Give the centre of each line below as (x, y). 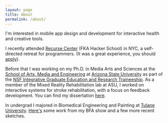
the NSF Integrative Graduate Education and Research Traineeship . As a (80, 80)
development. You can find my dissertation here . (56, 95)
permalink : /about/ (26, 19)
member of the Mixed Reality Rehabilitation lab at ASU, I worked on (75, 85)
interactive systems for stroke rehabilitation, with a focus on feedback (77, 90)
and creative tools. (24, 39)
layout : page (19, 10)
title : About (19, 15)
